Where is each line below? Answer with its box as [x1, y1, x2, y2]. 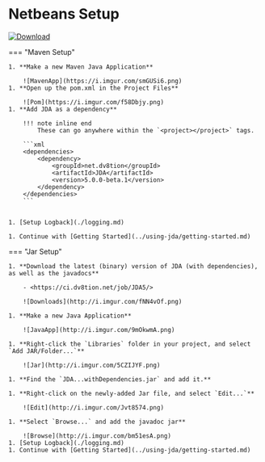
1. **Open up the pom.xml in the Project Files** [8, 84, 179, 92]
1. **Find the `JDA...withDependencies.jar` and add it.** [8, 375, 212, 384]
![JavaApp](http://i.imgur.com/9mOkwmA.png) [23, 325, 175, 334]
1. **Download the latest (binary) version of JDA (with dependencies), [8, 262, 259, 271]
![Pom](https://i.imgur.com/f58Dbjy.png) [23, 98, 164, 106]
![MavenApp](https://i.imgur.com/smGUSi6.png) [23, 77, 183, 85]
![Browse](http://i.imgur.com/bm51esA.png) [23, 431, 172, 440]
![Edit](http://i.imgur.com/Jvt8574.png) [23, 403, 164, 412]
